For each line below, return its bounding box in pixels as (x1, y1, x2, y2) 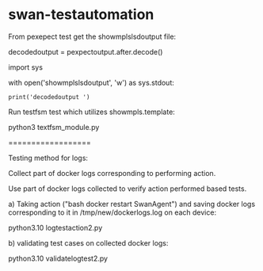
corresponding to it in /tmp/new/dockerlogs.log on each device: (8, 208, 216, 217)
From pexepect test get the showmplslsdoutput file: (8, 32, 177, 41)
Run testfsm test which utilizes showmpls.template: (8, 107, 176, 116)
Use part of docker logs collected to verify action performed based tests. (8, 184, 247, 193)
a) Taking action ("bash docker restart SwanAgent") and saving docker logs (8, 199, 256, 208)
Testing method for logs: (8, 153, 89, 162)
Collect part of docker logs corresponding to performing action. (8, 168, 216, 177)
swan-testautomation (8, 6, 154, 24)
